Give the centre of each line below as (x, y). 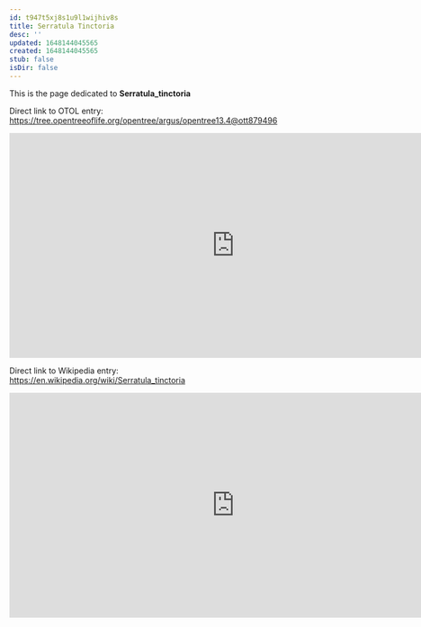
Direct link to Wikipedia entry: (64, 371)
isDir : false (34, 68)
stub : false (31, 59)
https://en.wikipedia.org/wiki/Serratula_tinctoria (98, 380)
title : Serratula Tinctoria (62, 26)
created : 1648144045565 (54, 51)
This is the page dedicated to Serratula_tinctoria (100, 93)
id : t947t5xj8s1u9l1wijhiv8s (64, 18)
